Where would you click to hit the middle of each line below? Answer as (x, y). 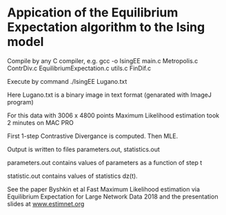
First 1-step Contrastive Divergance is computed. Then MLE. (93, 136)
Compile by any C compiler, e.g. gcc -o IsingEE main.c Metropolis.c (103, 60)
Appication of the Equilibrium (93, 13)
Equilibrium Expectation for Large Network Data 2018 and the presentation (113, 196)
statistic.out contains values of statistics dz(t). (72, 176)
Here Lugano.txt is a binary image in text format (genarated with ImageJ (110, 95)
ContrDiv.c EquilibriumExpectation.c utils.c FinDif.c (79, 68)
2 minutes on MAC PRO (40, 122)
